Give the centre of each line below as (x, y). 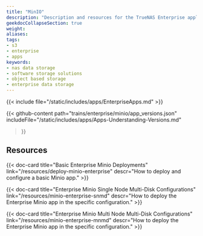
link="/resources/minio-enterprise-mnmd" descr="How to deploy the (92, 220)
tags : (13, 40)
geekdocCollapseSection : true (44, 23)
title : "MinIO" (25, 12)
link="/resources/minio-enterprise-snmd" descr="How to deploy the (92, 196)
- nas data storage (31, 68)
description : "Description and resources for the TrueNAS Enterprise (96, 17)
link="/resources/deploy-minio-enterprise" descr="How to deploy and (94, 171)
